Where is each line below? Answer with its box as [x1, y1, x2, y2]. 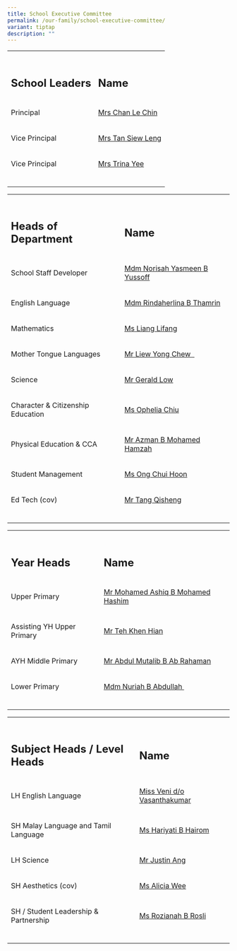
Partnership [11, 916, 50, 926]
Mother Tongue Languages [11, 349, 101, 359]
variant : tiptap [7, 23, 55, 30]
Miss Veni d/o [139, 786, 185, 796]
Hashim [103, 596, 129, 606]
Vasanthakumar [139, 796, 192, 805]
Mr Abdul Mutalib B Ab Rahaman [103, 656, 212, 666]
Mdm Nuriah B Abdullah [103, 681, 183, 691]
